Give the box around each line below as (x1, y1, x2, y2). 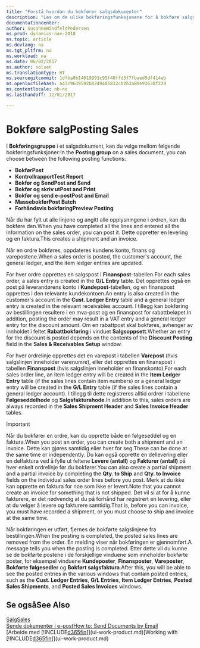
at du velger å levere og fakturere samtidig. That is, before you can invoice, (6, 501, 189, 509)
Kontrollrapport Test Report (14, 173, 83, 180)
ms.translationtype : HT (6, 70, 65, 76)
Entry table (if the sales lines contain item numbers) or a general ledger (6, 377, 182, 384)
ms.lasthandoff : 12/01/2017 (6, 92, 76, 98)
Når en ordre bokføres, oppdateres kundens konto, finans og (6, 247, 155, 254)
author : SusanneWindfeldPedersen (6, 25, 89, 32)
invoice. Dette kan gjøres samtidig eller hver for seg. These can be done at (6, 444, 187, 451)
